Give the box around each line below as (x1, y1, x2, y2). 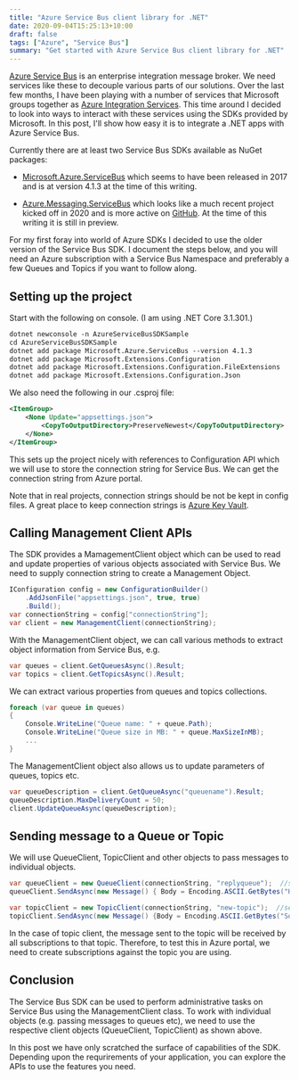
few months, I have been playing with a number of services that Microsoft (9, 90, 279, 101)
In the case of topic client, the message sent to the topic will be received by (9, 927, 287, 938)
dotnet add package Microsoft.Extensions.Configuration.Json (9, 371, 241, 380)
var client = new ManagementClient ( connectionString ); (9, 618, 217, 627)
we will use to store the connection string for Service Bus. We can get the (9, 463, 279, 474)
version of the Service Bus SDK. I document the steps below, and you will (9, 244, 279, 255)
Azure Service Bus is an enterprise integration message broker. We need (9, 70, 276, 81)
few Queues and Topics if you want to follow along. (9, 263, 198, 274)
